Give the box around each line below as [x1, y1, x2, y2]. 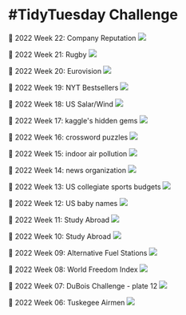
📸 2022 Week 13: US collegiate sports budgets [8, 182, 161, 192]
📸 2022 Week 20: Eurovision [8, 66, 102, 75]
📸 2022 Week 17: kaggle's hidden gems [8, 115, 138, 125]
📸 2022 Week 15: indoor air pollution [8, 148, 128, 158]
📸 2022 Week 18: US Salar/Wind [8, 99, 114, 109]
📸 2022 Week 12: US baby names [8, 198, 118, 208]
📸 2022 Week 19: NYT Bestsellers [8, 83, 119, 92]
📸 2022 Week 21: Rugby [8, 50, 87, 59]
